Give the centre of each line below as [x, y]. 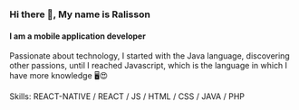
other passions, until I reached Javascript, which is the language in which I [149, 66]
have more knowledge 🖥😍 [59, 76]
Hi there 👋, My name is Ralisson [80, 14]
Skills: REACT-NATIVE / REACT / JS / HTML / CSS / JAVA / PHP [127, 96]
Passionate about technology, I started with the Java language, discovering [149, 56]
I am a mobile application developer [78, 36]
